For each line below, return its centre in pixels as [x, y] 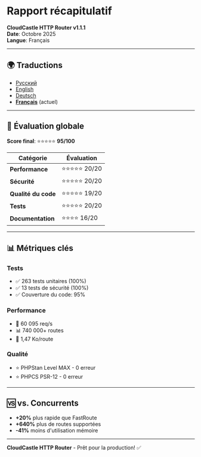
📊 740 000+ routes [40, 330]
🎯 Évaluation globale [46, 126]
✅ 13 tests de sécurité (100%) [52, 288]
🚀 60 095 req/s [34, 323]
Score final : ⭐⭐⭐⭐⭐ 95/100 [41, 141]
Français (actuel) [37, 102]
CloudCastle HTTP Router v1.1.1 [46, 27]
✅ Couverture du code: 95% [50, 295]
